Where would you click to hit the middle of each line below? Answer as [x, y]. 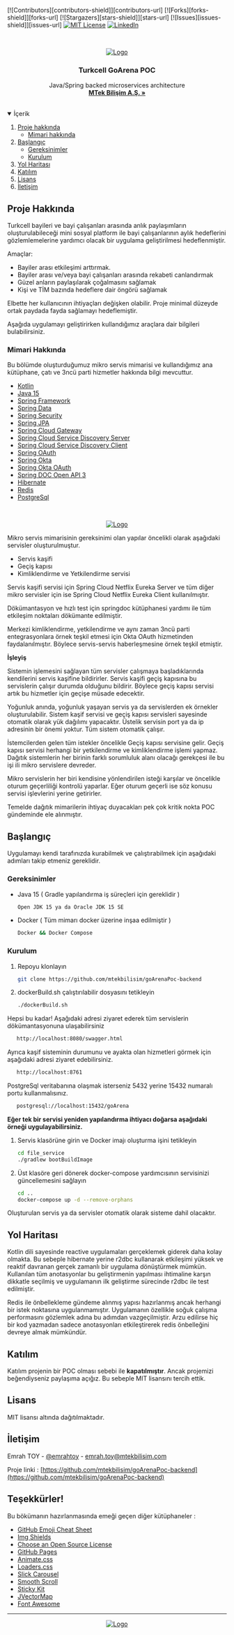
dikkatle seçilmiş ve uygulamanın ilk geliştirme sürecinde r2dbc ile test [108, 1281]
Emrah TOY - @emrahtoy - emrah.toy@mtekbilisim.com [87, 1456]
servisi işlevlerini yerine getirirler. [55, 793]
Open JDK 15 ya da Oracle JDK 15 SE [70, 907]
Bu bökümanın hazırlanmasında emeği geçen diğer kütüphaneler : [102, 1515]
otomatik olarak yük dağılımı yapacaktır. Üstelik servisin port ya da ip [106, 722]
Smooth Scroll [37, 1581]
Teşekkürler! [36, 1499]
